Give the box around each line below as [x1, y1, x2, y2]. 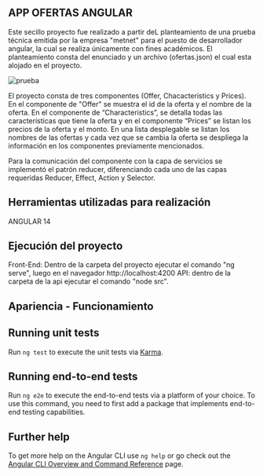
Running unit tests [8, 326, 100, 340]
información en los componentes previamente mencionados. [8, 141, 205, 150]
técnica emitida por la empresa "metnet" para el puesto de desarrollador [8, 35, 243, 45]
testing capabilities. [22, 408, 86, 417]
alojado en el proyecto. [8, 60, 82, 70]
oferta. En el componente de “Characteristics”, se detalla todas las [8, 108, 223, 117]
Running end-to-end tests [8, 370, 138, 383]
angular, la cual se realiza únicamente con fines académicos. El [8, 43, 214, 53]
